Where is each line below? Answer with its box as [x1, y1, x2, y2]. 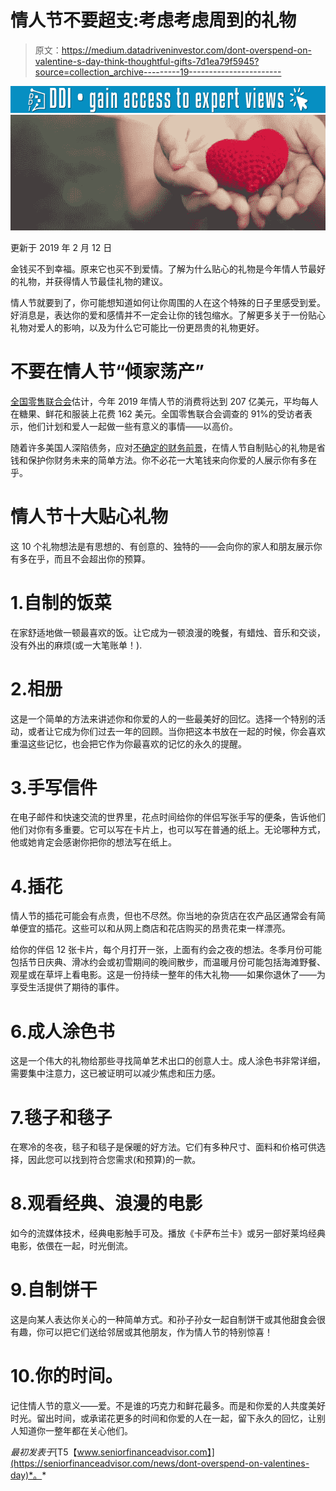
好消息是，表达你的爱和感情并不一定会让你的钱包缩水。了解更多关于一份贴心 [10, 309, 326, 321]
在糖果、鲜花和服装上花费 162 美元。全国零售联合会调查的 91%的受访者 [10, 407, 304, 420]
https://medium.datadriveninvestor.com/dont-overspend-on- [61, 44, 312, 56]
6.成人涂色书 [10, 1020, 115, 1043]
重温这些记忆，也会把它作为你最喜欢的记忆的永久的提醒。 [10, 737, 247, 750]
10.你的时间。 [10, 1365, 123, 1388]
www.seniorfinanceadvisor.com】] [76, 1446, 215, 1458]
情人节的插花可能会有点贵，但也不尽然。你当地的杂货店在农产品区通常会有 [10, 910, 317, 922]
